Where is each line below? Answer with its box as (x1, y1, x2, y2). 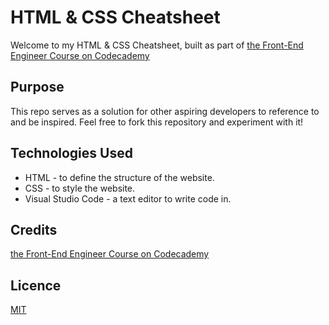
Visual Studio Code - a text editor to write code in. (24, 192, 232, 205)
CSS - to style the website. (24, 182, 136, 194)
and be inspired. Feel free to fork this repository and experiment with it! (10, 116, 304, 128)
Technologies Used (10, 145, 133, 162)
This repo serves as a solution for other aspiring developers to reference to (10, 105, 320, 117)
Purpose (10, 79, 65, 96)
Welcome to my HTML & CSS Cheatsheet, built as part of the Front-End (10, 39, 304, 51)
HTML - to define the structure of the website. (24, 171, 215, 183)
